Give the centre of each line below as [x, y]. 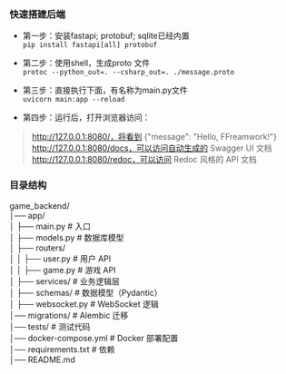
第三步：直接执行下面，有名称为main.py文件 [105, 90]
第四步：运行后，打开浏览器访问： [86, 118]
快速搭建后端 [38, 14]
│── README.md [42, 359]
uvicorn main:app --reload [74, 100]
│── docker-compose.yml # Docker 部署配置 [94, 338]
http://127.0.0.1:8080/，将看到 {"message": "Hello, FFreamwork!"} [154, 137]
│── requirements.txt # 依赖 [62, 349]
